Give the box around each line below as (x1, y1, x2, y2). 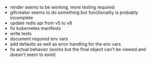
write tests (9, 31, 32, 36)
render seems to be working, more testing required (9, 4, 115, 10)
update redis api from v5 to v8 (9, 20, 72, 26)
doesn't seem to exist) (9, 52, 56, 58)
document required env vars (9, 36, 68, 42)
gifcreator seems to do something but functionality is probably (9, 9, 139, 15)
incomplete (9, 15, 33, 20)
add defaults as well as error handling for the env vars (9, 41, 121, 47)
